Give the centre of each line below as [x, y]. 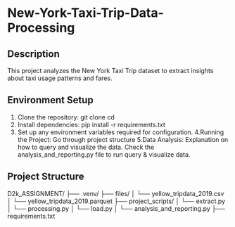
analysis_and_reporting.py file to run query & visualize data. [104, 154]
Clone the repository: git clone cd [66, 117]
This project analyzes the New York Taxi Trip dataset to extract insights [110, 71]
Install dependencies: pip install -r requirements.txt [91, 124]
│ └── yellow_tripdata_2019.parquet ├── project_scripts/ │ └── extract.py [116, 201]
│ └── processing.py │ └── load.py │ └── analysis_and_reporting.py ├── [116, 208]
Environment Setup [50, 100]
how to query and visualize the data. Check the [86, 147]
